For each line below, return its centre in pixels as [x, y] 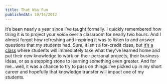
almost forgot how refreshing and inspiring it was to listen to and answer [80, 39]
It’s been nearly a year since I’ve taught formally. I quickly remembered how [83, 29]
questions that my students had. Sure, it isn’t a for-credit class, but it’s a [79, 45]
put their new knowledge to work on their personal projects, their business [82, 55]
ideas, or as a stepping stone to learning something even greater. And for [81, 61]
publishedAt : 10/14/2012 [31, 15]
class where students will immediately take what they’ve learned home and [83, 50]
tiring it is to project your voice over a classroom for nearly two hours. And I [83, 34]
